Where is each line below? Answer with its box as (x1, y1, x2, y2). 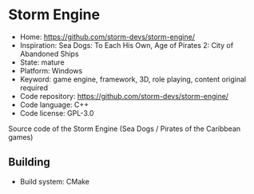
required (19, 82, 49, 93)
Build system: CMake (19, 176, 90, 186)
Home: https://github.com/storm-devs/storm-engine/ (19, 32, 196, 42)
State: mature (19, 57, 65, 67)
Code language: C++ (19, 100, 89, 109)
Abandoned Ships (19, 49, 79, 58)
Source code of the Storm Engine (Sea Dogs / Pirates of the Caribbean (8, 124, 241, 133)
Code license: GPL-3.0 (19, 108, 94, 117)
